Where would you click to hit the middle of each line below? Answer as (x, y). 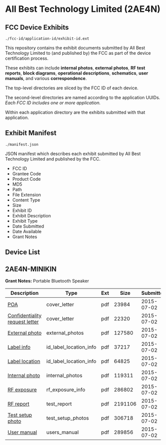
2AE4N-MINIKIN (31, 269)
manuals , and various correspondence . (46, 78)
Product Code (26, 179)
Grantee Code (26, 173)
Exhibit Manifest (31, 133)
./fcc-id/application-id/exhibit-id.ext (47, 39)
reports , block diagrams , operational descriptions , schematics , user (77, 73)
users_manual (62, 432)
